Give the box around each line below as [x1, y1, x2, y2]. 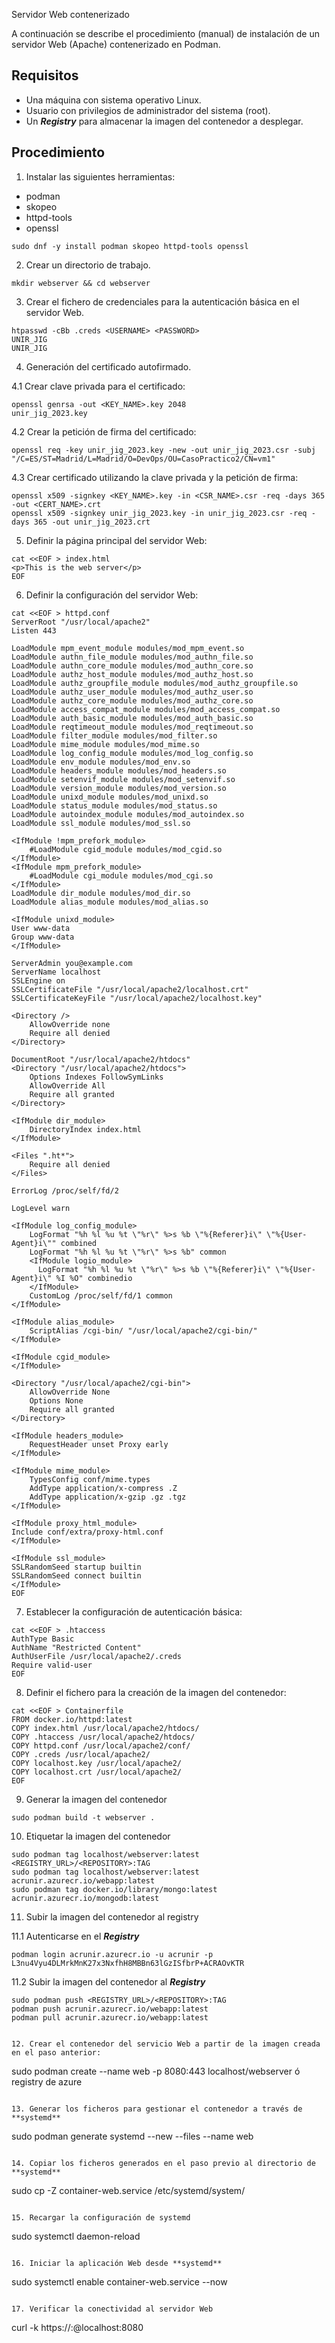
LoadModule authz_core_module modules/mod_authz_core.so [11, 695, 254, 706]
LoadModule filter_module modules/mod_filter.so [11, 730, 218, 741]
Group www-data [11, 932, 75, 942]
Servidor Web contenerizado [11, 9, 130, 20]
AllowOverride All [29, 1080, 106, 1091]
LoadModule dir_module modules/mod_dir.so [11, 888, 191, 898]
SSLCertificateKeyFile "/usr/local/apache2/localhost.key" [11, 993, 263, 1003]
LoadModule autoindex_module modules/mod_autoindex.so [11, 809, 245, 819]
